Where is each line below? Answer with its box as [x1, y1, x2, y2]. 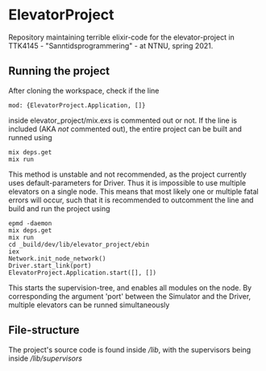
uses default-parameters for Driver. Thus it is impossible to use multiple [8, 177, 247, 187]
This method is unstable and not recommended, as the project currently [8, 169, 247, 179]
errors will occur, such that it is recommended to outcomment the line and [8, 195, 254, 205]
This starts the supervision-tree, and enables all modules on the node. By [8, 282, 252, 292]
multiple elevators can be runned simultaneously [8, 300, 170, 310]
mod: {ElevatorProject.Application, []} [8, 101, 147, 110]
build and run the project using [8, 203, 110, 213]
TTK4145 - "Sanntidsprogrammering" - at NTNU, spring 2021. [8, 40, 214, 50]
